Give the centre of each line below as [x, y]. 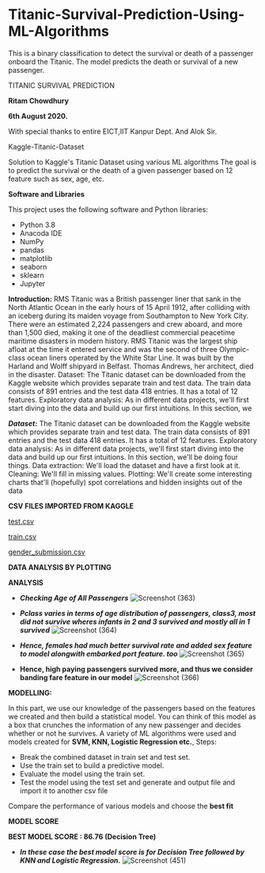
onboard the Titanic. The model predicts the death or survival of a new [123, 62]
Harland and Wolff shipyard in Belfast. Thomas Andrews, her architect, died [131, 366]
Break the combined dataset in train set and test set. [105, 757]
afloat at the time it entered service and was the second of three [113, 349]
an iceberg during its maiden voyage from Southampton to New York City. [129, 316]
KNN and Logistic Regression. [70, 860]
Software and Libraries [47, 194]
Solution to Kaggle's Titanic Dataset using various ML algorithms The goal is [132, 162]
